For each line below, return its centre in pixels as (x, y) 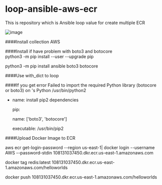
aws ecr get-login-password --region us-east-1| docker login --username (80, 147)
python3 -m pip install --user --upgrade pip (49, 56)
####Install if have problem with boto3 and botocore (59, 51)
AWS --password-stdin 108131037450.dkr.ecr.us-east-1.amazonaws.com (80, 153)
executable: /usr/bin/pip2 (38, 128)
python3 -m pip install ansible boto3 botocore (52, 66)
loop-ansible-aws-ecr (51, 9)
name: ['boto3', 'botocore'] (40, 119)
